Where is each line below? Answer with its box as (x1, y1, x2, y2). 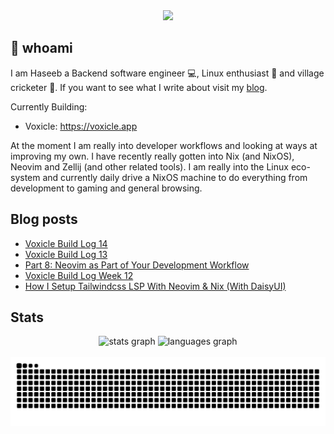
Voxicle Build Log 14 (24, 237, 108, 249)
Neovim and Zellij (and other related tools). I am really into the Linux (10, 160, 289, 173)
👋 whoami (10, 40, 73, 57)
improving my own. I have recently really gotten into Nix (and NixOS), (10, 150, 295, 162)
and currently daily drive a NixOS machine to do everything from (42, 171, 308, 183)
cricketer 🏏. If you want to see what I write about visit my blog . (10, 81, 268, 93)
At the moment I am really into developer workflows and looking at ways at (10, 139, 318, 151)
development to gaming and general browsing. (10, 182, 203, 194)
